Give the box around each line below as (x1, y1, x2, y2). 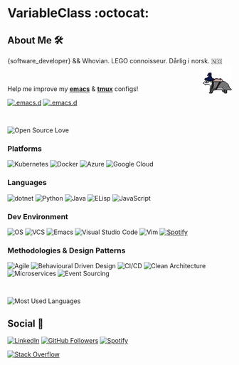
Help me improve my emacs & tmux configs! (7, 85, 139, 93)
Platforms (7, 144, 43, 154)
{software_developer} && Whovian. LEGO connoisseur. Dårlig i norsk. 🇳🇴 (7, 57, 223, 65)
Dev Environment (7, 211, 69, 221)
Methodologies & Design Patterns (7, 245, 126, 255)
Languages (7, 178, 48, 188)
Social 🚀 (7, 317, 44, 329)
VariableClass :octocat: (7, 5, 149, 21)
